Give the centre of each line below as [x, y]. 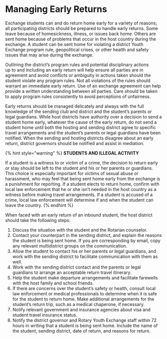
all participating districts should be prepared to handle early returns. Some [82, 28]
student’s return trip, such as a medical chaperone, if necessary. [79, 304]
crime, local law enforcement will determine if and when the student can [79, 200]
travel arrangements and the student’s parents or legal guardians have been [83, 132]
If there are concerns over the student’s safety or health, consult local [84, 288]
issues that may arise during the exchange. [49, 55]
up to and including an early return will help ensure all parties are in [74, 70]
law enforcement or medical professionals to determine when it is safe [84, 293]
